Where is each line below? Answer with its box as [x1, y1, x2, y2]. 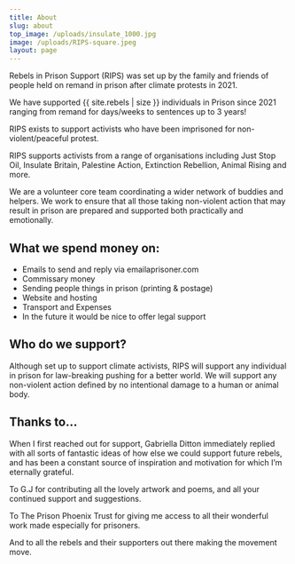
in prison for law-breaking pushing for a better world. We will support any [9, 369, 277, 380]
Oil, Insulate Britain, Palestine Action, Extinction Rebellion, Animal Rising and [9, 160, 287, 171]
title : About [9, 12, 58, 22]
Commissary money [21, 273, 96, 284]
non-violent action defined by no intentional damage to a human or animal [9, 379, 279, 390]
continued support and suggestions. [9, 493, 142, 504]
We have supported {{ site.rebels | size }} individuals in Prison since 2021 [9, 97, 276, 107]
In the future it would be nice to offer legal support [21, 311, 206, 322]
